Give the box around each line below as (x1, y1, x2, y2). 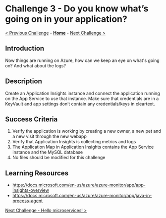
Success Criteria (5, 115, 58, 123)
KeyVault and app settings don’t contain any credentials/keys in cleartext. (5, 101, 155, 107)
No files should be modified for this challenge (12, 155, 106, 161)
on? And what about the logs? (5, 62, 66, 68)
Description (5, 77, 42, 86)
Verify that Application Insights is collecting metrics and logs (12, 139, 136, 145)
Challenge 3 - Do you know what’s (5, 3, 149, 14)
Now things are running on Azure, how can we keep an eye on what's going (5, 57, 160, 63)
